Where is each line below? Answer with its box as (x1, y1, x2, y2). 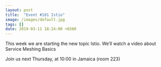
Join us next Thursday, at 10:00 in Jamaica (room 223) (5, 56, 121, 62)
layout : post (5, 7, 33, 13)
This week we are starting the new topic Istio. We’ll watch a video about (5, 40, 156, 47)
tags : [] (5, 21, 24, 27)
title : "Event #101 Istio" (5, 12, 65, 17)
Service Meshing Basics (5, 46, 56, 52)
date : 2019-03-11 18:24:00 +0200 (5, 27, 77, 32)
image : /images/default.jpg (5, 17, 65, 22)
